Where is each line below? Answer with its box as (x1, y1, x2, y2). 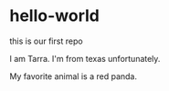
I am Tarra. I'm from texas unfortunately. (9, 53, 161, 64)
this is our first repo (9, 35, 84, 46)
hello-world (9, 5, 100, 26)
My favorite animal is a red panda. (9, 70, 137, 82)
